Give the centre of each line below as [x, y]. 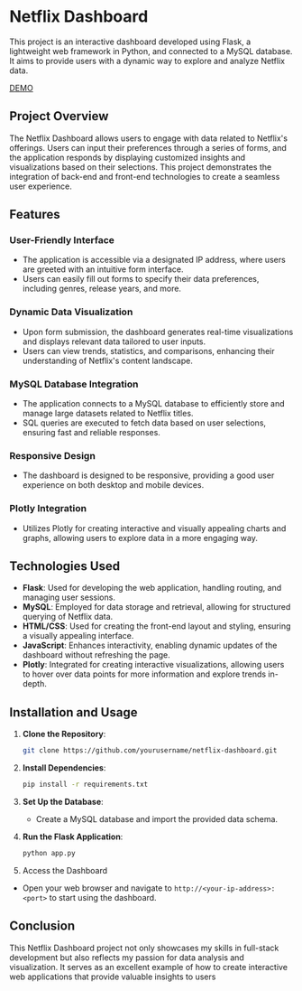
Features [35, 215]
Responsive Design [53, 455]
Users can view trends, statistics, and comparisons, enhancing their [148, 351]
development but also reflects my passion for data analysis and [127, 957]
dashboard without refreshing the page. [96, 655]
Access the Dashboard [65, 870]
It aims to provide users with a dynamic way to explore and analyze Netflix [147, 61]
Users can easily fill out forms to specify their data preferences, [141, 279]
